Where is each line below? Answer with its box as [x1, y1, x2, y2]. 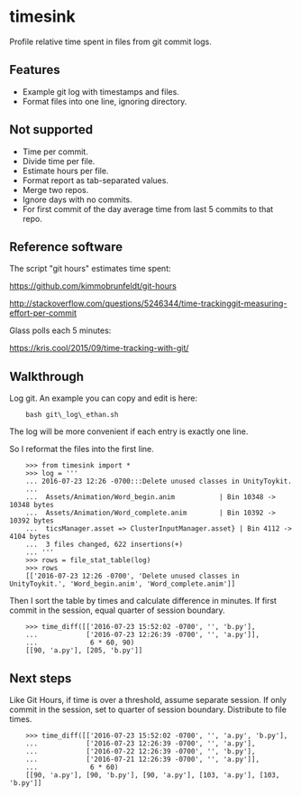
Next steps [9, 671, 72, 686]
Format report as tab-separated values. [22, 174, 169, 186]
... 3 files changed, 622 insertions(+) [25, 540, 183, 550]
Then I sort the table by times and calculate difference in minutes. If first [9, 596, 278, 606]
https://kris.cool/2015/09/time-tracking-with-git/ [9, 343, 189, 354]
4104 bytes [9, 532, 50, 541]
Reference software [9, 239, 123, 255]
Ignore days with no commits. [22, 194, 132, 205]
